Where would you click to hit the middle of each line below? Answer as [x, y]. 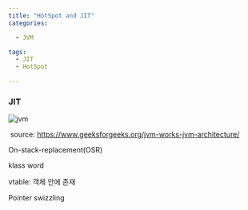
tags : [17, 52]
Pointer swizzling [37, 198]
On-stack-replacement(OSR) [56, 150]
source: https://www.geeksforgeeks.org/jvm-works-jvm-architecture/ [125, 135]
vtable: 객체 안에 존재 [42, 182]
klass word [26, 165]
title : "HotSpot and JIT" [51, 16]
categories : [28, 23]
